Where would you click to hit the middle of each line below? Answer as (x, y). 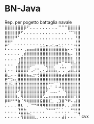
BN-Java (23, 9)
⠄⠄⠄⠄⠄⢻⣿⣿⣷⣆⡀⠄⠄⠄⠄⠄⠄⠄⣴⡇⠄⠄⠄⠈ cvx (47, 116)
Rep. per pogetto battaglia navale (38, 22)
